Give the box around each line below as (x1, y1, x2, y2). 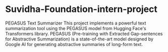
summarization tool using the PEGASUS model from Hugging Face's (5, 25, 146, 31)
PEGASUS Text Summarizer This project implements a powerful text (5, 20, 146, 26)
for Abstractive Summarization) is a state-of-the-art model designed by (5, 36, 154, 42)
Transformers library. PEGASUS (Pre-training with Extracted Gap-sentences (5, 30, 163, 36)
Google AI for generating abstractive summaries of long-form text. (5, 41, 143, 47)
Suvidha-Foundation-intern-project (5, 3, 158, 15)
